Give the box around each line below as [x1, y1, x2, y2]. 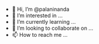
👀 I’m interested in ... [11, 12, 63, 19]
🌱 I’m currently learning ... [11, 18, 76, 25]
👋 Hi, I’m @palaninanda [11, 6, 70, 12]
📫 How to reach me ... [11, 32, 68, 38]
